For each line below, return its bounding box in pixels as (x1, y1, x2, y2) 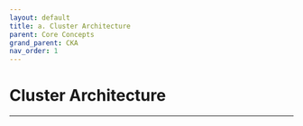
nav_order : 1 (9, 47, 59, 56)
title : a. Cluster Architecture (9, 22, 131, 31)
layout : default (9, 13, 70, 22)
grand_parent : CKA (9, 38, 78, 48)
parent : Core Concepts (9, 30, 95, 39)
